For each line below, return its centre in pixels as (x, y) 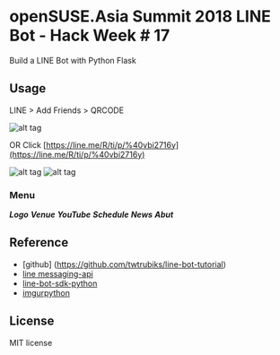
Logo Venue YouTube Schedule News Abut (92, 215)
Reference (39, 242)
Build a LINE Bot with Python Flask (73, 60)
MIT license (31, 342)
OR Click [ (28, 144)
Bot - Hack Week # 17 (90, 35)
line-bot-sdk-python (60, 283)
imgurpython (46, 292)
